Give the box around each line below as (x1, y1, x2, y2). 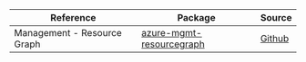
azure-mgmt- (140, 27, 202, 39)
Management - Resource (14, 27, 123, 39)
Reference (49, 12, 97, 23)
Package (177, 12, 216, 23)
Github (260, 32, 290, 44)
